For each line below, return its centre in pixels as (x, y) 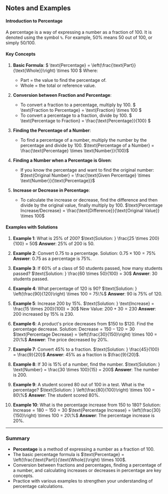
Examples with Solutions (32, 227)
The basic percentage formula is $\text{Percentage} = (69, 455)
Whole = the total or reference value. (58, 85)
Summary (18, 438)
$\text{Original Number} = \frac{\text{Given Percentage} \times (85, 175)
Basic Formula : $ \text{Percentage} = (52, 65)
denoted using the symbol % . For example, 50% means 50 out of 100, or (79, 37)
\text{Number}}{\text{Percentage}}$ (58, 180)
